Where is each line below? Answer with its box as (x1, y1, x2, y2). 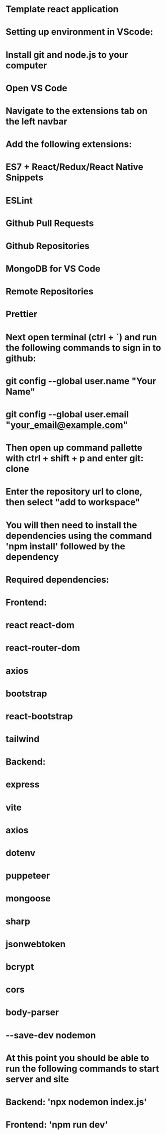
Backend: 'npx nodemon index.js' (5, 1096, 147, 1108)
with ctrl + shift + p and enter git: (5, 453, 144, 464)
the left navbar (5, 116, 68, 127)
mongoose (5, 893, 51, 904)
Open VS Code (5, 82, 68, 94)
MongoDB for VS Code (5, 263, 101, 274)
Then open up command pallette (5, 442, 143, 454)
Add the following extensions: (5, 138, 132, 150)
